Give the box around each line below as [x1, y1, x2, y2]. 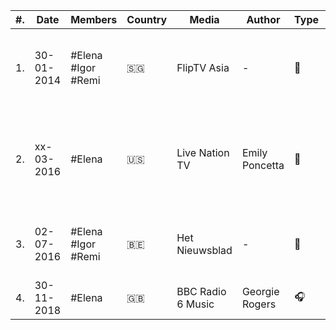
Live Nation [176, 146, 230, 159]
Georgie [241, 285, 280, 298]
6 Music [176, 297, 215, 311]
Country [126, 13, 168, 26]
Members [70, 13, 118, 26]
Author [246, 13, 281, 26]
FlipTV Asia [176, 61, 230, 74]
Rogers [241, 297, 277, 311]
